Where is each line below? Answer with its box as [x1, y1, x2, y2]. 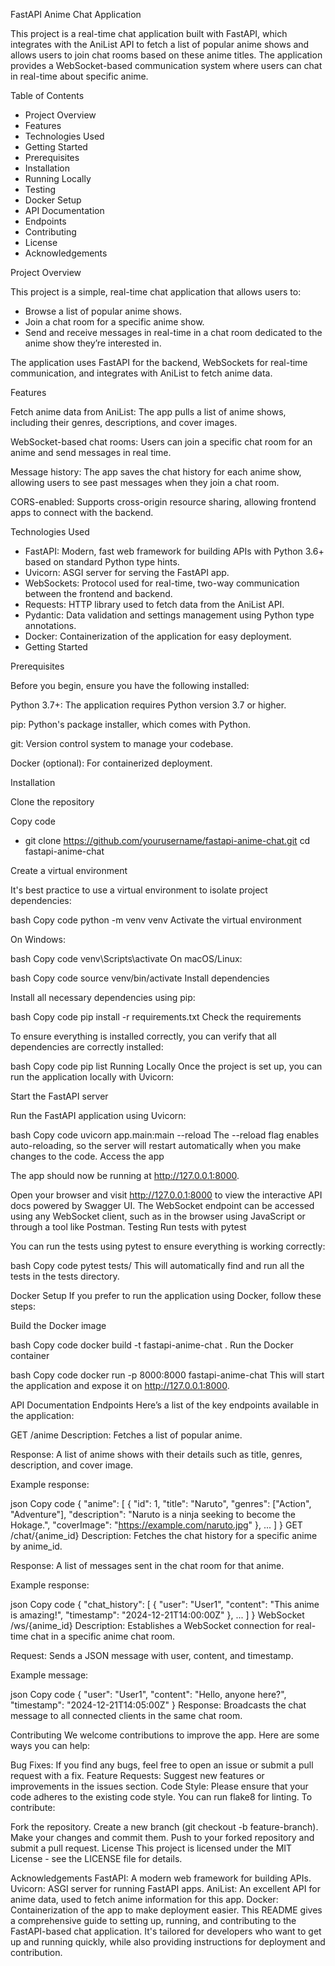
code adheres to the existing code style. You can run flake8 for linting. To [10, 1791, 313, 1803]
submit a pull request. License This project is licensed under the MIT [10, 1842, 293, 1854]
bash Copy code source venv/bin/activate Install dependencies [10, 972, 270, 984]
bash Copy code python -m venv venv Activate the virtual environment [10, 914, 302, 926]
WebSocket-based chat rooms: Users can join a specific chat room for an [10, 436, 313, 448]
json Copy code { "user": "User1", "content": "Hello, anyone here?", [10, 1689, 287, 1700]
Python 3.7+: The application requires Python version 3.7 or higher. [10, 699, 287, 711]
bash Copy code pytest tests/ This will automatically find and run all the [10, 1260, 305, 1271]
